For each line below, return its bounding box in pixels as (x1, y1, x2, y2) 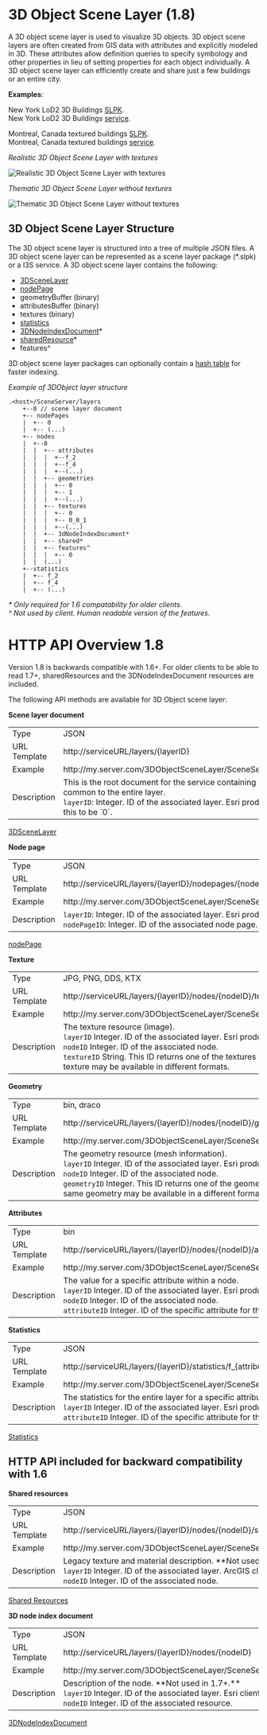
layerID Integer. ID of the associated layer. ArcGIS (63, 1565, 250, 1576)
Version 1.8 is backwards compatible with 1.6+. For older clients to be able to (8, 662, 259, 671)
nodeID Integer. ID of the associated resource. (63, 1697, 233, 1708)
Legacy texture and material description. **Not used (63, 1555, 261, 1566)
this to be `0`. (63, 806, 113, 817)
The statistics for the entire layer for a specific (63, 1391, 235, 1402)
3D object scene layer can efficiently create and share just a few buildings (8, 65, 251, 75)
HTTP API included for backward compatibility (8, 1455, 243, 1469)
